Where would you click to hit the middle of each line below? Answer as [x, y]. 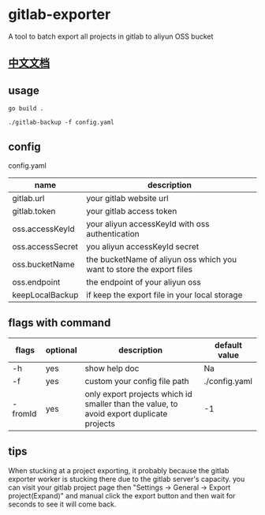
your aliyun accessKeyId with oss [148, 224]
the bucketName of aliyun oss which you [162, 259]
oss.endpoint [36, 282]
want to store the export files [140, 269]
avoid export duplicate [126, 413]
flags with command [60, 323]
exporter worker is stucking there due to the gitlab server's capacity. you [127, 479]
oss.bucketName [43, 264]
